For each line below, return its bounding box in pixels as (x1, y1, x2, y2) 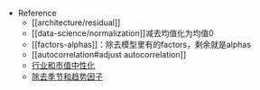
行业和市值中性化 (31, 60, 96, 70)
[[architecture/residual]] (31, 17, 121, 28)
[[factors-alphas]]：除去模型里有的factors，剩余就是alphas (31, 40, 251, 49)
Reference (17, 8, 57, 18)
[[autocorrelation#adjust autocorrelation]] (31, 49, 187, 59)
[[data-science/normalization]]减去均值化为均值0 (31, 28, 214, 39)
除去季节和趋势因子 (31, 71, 104, 82)
